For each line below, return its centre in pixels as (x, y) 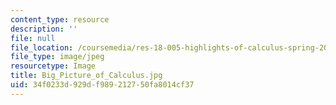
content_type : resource (60, 19)
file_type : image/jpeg (57, 57)
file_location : (42, 47)
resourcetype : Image (53, 66)
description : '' (44, 29)
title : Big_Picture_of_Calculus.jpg (86, 76)
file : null (33, 38)
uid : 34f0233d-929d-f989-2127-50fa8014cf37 (102, 85)
